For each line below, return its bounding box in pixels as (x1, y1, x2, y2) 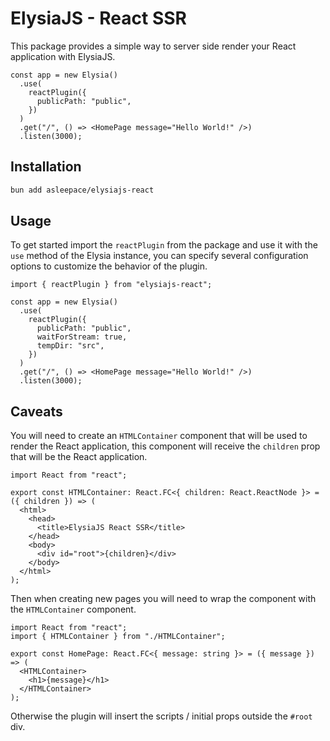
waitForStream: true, (36, 332, 128, 342)
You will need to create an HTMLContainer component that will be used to (10, 430, 308, 442)
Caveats (10, 403, 63, 420)
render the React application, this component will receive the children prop (10, 440, 321, 452)
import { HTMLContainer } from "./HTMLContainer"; (10, 632, 226, 642)
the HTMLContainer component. (10, 603, 137, 616)
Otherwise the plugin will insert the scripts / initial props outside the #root (10, 710, 313, 722)
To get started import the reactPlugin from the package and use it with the (10, 239, 318, 251)
